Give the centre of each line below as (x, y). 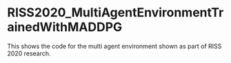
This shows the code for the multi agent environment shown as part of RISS (114, 46)
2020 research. (29, 53)
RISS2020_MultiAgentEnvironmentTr (115, 13)
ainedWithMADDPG (65, 27)
